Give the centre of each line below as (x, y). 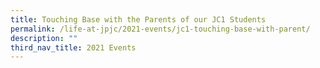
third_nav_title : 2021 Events (73, 47)
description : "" (44, 38)
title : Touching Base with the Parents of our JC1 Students (138, 19)
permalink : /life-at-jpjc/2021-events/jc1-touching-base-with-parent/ (160, 29)
